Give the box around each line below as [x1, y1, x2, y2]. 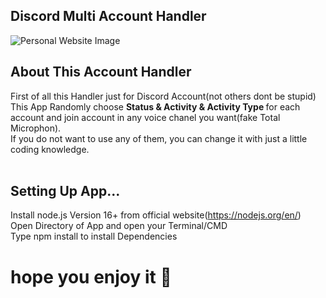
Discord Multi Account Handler [10, 8, 207, 25]
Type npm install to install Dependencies [10, 230, 178, 243]
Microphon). [10, 122, 62, 134]
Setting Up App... [10, 183, 121, 200]
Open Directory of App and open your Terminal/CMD [10, 220, 228, 232]
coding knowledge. [10, 143, 90, 155]
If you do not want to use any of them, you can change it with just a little [10, 132, 308, 144]
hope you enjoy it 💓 [10, 265, 172, 288]
